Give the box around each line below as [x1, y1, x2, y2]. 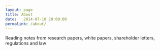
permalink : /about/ [5, 21, 47, 26]
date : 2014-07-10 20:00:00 [5, 16, 67, 21]
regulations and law [5, 40, 47, 46]
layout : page [5, 7, 33, 12]
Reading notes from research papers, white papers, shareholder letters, [5, 35, 155, 41]
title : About [5, 12, 33, 17]
